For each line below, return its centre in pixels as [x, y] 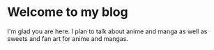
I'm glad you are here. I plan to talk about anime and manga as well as [107, 31]
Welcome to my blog [68, 12]
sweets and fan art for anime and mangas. [68, 38]
